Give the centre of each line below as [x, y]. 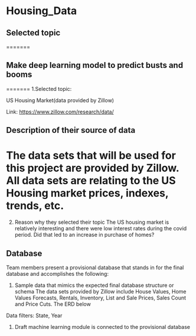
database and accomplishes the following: [58, 273]
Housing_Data [42, 11]
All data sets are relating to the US [91, 181]
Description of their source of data [71, 130]
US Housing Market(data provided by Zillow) [60, 100]
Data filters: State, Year [34, 315]
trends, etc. [35, 206]
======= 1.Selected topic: [39, 89]
